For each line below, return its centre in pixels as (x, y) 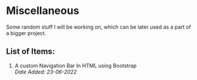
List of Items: (31, 52)
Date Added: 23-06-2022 (46, 72)
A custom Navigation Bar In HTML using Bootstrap (76, 65)
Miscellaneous (43, 11)
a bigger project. (26, 33)
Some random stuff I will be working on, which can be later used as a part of (98, 27)
